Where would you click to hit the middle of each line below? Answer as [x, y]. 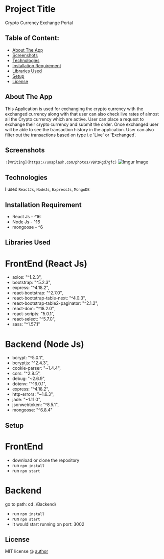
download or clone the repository [46, 460]
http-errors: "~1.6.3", [33, 394]
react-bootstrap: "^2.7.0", [37, 293]
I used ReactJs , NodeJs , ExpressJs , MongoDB [47, 189]
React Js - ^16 [26, 217]
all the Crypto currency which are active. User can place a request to [75, 119]
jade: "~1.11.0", [27, 400]
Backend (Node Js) [45, 344]
